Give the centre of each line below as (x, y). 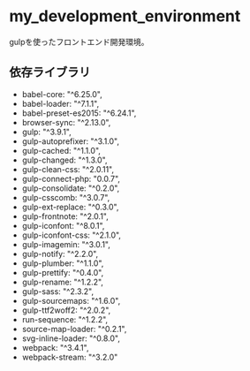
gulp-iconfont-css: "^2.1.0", (72, 235)
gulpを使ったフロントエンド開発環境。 (79, 42)
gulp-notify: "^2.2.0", (60, 254)
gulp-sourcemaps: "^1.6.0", (71, 300)
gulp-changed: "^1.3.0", (64, 160)
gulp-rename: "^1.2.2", (63, 282)
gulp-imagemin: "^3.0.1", (66, 244)
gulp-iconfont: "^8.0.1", (63, 225)
